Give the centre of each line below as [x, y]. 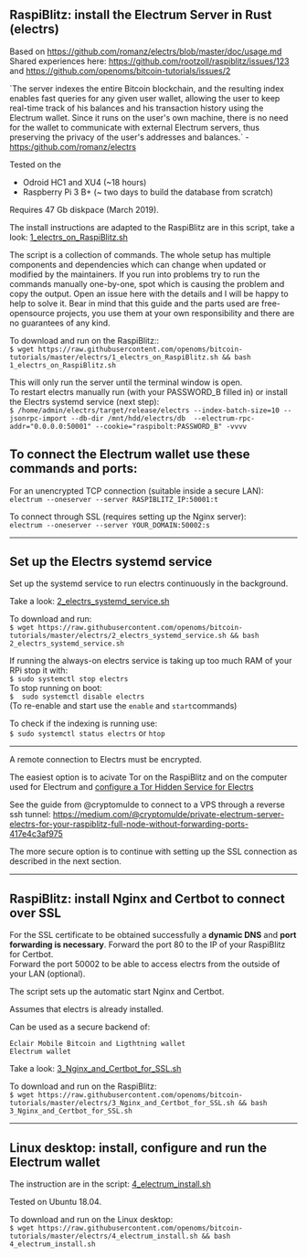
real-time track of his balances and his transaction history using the [137, 108]
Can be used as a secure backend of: [80, 1027]
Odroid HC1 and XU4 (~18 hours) [85, 182]
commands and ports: [74, 469]
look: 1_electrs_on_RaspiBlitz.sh [69, 237]
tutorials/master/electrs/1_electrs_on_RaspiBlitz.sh [114, 357]
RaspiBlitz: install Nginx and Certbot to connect [147, 898]
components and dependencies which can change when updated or [138, 264]
